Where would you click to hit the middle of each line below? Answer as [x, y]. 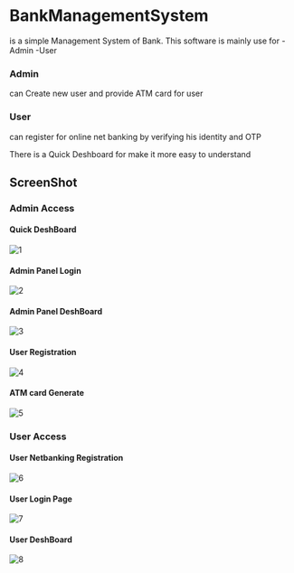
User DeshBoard [41, 540]
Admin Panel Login [45, 270]
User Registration [43, 352]
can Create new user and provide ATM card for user [106, 94]
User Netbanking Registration [66, 458]
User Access [38, 437]
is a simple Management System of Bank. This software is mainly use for [145, 41]
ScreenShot [43, 182]
